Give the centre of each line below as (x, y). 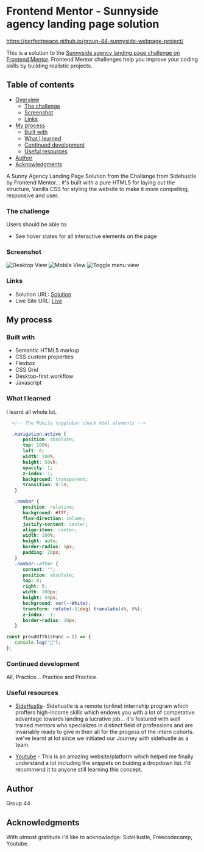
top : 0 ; (32, 581)
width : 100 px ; (40, 592)
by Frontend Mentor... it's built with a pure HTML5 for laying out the (91, 182)
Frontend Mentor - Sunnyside (83, 11)
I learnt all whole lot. (32, 411)
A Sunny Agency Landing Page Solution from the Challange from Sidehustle (101, 176)
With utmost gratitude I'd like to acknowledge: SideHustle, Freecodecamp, (100, 837)
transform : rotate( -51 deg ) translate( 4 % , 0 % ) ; (83, 609)
